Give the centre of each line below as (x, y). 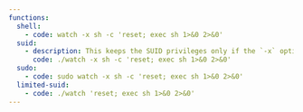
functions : (29, 18)
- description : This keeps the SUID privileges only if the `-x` (151, 51)
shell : (29, 26)
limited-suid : (43, 85)
